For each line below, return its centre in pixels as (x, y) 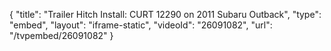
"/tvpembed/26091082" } (61, 35)
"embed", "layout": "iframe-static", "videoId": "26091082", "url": (141, 25)
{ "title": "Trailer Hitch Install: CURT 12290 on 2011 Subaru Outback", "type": (165, 14)
